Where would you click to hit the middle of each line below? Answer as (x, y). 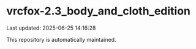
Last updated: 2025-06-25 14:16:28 (51, 28)
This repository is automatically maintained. (61, 39)
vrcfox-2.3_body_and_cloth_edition (99, 11)
